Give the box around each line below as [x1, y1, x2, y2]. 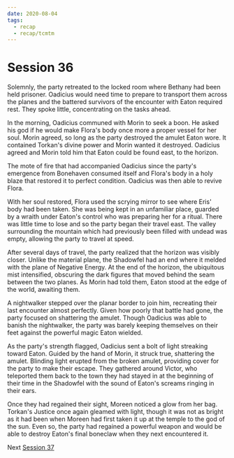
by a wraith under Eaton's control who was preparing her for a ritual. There [7, 212, 223, 221]
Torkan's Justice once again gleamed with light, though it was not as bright [7, 408, 224, 416]
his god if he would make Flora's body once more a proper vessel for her [7, 126, 217, 135]
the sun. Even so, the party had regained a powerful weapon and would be [7, 422, 222, 431]
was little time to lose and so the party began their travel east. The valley [7, 220, 217, 228]
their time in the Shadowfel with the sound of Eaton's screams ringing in [7, 379, 214, 387]
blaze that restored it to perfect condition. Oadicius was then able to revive [7, 177, 222, 185]
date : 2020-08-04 [7, 10, 58, 17]
